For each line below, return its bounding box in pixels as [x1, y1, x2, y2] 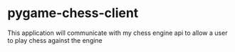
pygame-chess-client [7, 5, 139, 21]
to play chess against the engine [7, 36, 103, 44]
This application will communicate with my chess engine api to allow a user [7, 28, 228, 37]
